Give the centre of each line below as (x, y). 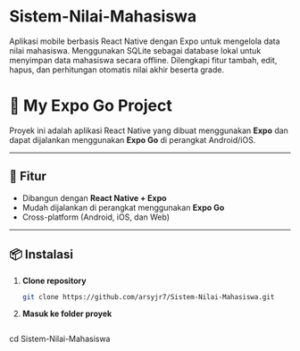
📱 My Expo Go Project (91, 106)
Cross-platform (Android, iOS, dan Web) (96, 217)
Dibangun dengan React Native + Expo (94, 197)
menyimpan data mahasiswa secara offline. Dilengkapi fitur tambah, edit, (143, 60)
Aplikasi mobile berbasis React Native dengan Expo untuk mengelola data (145, 41)
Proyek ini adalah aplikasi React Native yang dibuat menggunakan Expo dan (149, 130)
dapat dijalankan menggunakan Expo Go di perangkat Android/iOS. (133, 139)
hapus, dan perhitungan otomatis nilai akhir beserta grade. (117, 70)
